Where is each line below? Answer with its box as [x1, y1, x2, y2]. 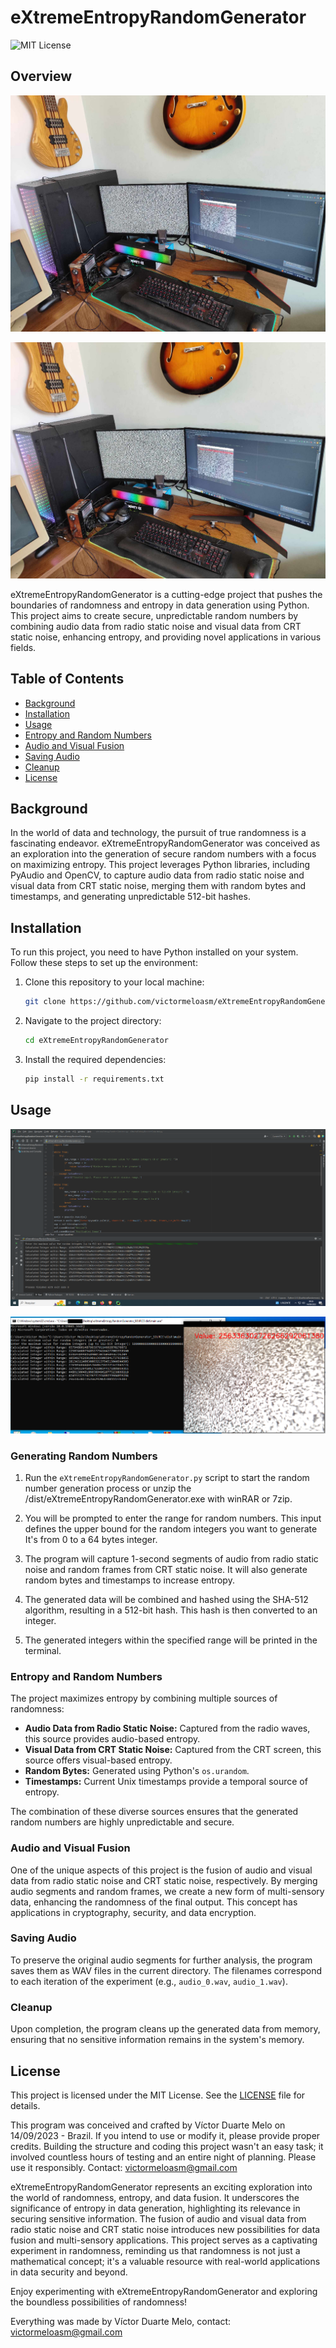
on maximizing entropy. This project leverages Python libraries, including [10, 859, 311, 871]
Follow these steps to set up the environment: [10, 957, 198, 969]
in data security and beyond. [10, 2266, 128, 2278]
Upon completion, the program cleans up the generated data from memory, [10, 2023, 321, 2035]
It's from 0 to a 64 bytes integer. [24, 1533, 158, 1545]
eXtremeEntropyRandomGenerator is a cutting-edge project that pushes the [10, 588, 323, 600]
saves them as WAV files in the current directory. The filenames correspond [10, 1964, 323, 1976]
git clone [24, 997, 67, 1007]
